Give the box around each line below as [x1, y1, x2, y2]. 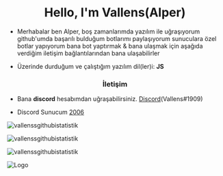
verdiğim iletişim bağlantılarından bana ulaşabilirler [16, 49, 160, 57]
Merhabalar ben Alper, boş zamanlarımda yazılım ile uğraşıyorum [16, 27, 200, 35]
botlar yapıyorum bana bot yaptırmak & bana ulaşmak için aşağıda [16, 42, 203, 50]
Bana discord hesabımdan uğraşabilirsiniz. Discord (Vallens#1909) [16, 95, 203, 103]
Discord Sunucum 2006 [16, 108, 84, 117]
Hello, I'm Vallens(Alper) [44, 5, 186, 20]
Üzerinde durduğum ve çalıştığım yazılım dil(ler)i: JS [16, 62, 164, 70]
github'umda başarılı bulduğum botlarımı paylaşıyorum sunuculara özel [16, 34, 217, 42]
